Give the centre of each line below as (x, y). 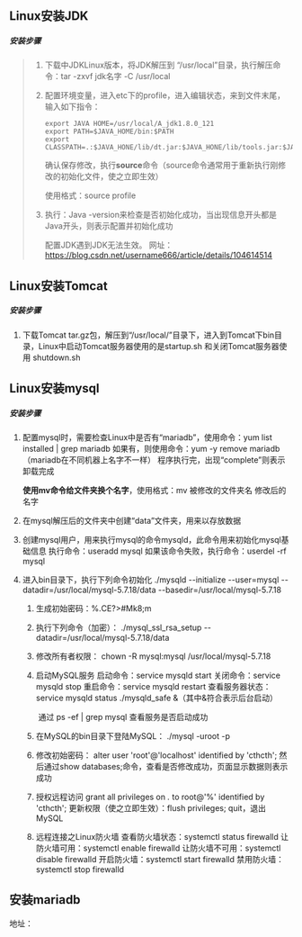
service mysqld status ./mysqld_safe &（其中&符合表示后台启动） (157, 698)
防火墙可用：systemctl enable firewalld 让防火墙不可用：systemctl (158, 848)
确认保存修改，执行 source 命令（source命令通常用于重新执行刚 (161, 166)
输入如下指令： (72, 107)
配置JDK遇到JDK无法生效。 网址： (109, 245)
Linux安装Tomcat (58, 286)
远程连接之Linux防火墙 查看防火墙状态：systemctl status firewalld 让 (162, 837)
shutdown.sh (57, 357)
